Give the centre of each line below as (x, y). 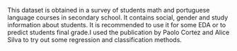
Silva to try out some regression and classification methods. (95, 40)
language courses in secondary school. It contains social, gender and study (118, 17)
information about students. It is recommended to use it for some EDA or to (117, 25)
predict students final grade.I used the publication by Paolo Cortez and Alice (118, 32)
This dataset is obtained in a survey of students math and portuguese (109, 10)
